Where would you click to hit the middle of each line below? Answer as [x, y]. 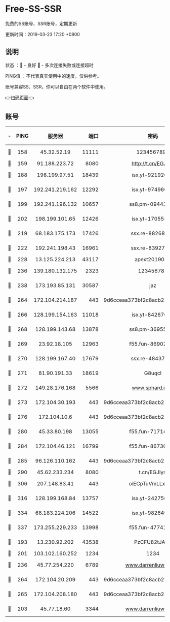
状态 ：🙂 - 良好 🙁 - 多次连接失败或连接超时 [49, 65]
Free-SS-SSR [33, 9]
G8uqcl [153, 373]
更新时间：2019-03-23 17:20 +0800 [42, 34]
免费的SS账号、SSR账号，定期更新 [41, 23]
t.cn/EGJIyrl [153, 472]
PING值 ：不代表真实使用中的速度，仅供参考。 [53, 76]
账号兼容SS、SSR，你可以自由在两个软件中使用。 [57, 86]
